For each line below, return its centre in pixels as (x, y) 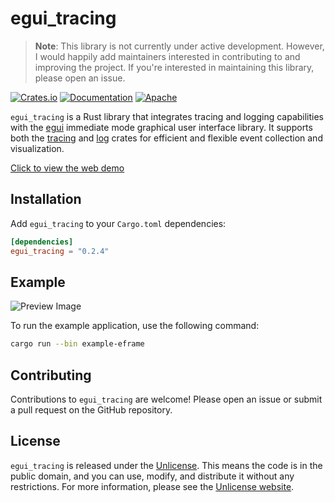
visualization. (37, 148)
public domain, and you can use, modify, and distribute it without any (152, 476)
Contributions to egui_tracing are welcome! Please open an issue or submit (166, 399)
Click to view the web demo (67, 168)
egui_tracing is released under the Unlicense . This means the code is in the (166, 465)
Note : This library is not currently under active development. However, (179, 46)
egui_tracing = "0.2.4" (60, 251)
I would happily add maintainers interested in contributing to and (167, 56)
